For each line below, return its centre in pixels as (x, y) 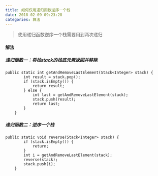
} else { (33, 90)
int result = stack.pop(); (52, 77)
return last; (46, 104)
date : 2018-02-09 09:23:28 (34, 15)
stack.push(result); (54, 99)
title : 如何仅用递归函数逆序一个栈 (38, 10)
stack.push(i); (40, 164)
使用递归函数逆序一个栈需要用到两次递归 (60, 35)
